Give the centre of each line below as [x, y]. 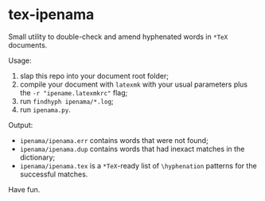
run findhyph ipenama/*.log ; [66, 101]
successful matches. [54, 174]
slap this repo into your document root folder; [94, 75]
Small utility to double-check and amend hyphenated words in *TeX [118, 37]
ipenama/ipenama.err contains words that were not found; [114, 140]
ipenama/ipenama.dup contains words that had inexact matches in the [132, 149]
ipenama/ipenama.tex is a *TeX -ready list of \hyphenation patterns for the [138, 165]
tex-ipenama [51, 15]
